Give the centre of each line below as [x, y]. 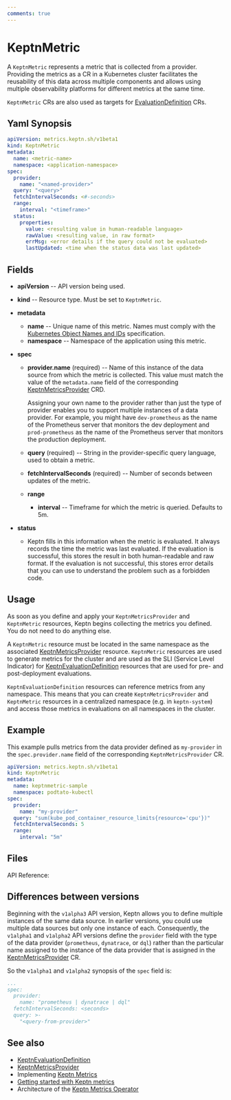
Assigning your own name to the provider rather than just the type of [124, 403]
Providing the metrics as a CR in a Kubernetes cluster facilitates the [102, 74]
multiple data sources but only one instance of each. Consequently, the [108, 928]
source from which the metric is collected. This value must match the [125, 374]
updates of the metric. [59, 480]
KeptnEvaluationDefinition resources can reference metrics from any [106, 686]
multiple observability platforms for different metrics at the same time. [106, 88]
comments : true [29, 13]
